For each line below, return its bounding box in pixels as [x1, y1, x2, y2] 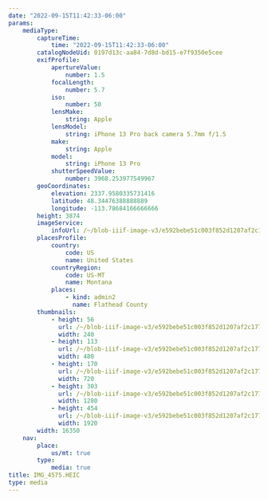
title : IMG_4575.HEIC [8, 471, 81, 479]
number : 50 [65, 100, 102, 108]
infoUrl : [50, 226, 81, 235]
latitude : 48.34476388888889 [50, 197, 148, 205]
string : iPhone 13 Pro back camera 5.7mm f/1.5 [65, 130, 227, 138]
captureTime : [37, 33, 81, 42]
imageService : [37, 219, 84, 227]
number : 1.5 [65, 71, 105, 79]
